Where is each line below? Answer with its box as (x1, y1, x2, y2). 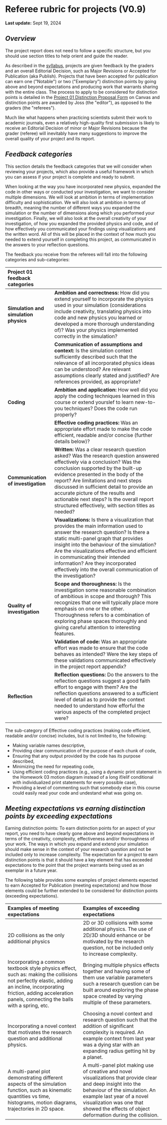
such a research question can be (83, 980, 160, 987)
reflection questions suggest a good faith (54, 677, 151, 684)
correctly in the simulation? (54, 332, 118, 339)
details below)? (54, 438, 90, 445)
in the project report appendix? (54, 663, 127, 670)
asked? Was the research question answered (54, 452, 159, 459)
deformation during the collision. (83, 1112, 159, 1119)
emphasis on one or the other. (54, 605, 125, 612)
